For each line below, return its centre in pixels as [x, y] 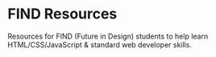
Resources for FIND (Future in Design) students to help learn [108, 36]
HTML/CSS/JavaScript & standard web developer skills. [100, 44]
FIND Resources [62, 14]
